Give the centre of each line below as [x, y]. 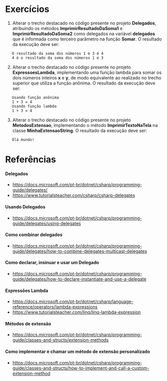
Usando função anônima [35, 97]
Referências [31, 160]
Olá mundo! [23, 139]
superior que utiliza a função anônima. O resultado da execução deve [84, 83]
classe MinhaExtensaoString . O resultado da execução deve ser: [80, 130]
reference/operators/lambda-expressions [55, 307]
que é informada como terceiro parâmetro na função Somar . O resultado [87, 39]
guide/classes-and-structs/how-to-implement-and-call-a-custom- [81, 368]
